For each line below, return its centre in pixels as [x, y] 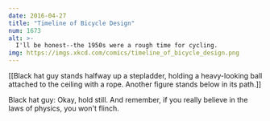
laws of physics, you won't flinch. [64, 108]
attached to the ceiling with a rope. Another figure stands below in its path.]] [135, 84]
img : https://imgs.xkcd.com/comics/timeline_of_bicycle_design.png [124, 53]
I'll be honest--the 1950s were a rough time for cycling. [117, 46]
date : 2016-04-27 [37, 16]
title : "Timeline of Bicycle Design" [72, 23]
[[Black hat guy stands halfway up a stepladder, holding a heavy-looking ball [135, 76]
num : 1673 [25, 30]
